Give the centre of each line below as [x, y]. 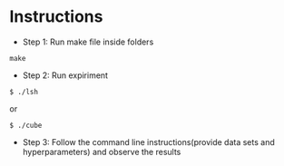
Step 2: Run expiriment [65, 75]
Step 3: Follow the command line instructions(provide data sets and [148, 142]
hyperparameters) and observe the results [102, 151]
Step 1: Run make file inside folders [88, 42]
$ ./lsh [24, 92]
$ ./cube [26, 125]
